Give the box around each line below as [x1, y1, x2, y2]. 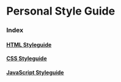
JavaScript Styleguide [6, 69, 64, 76]
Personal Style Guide [6, 4, 116, 18]
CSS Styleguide [6, 55, 47, 62]
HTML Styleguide [6, 41, 52, 48]
